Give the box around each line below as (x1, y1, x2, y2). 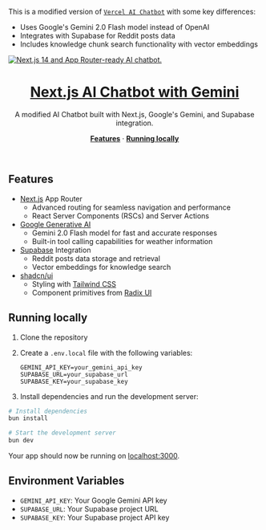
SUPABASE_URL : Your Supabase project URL (19, 503, 159, 513)
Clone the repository (19, 332, 88, 342)
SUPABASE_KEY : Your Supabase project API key (19, 512, 170, 522)
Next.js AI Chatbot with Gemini (30, 84, 240, 101)
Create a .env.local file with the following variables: (19, 348, 193, 357)
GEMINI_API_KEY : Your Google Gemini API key (19, 495, 167, 505)
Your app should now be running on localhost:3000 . (8, 451, 180, 461)
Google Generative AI (19, 219, 91, 229)
